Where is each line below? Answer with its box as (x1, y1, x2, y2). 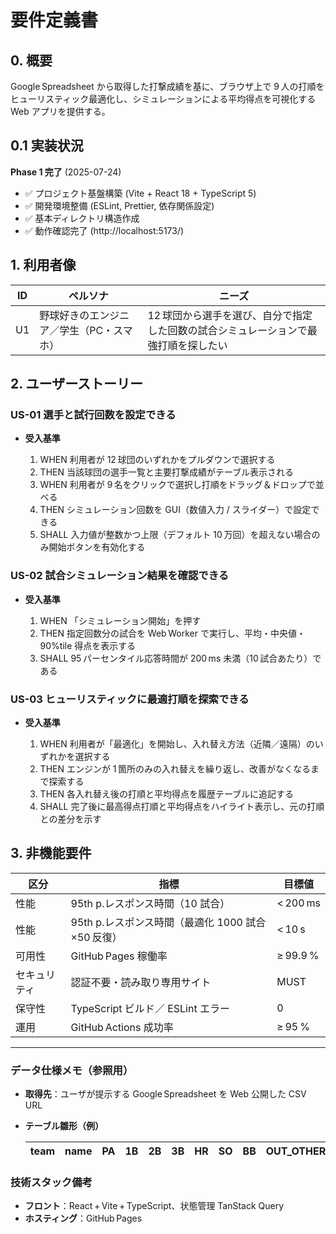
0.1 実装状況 (10, 137, 84, 155)
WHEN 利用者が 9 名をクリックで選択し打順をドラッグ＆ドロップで (39, 479, 316, 491)
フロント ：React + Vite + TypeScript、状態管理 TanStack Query (24, 1200, 285, 1212)
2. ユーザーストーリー (10, 376, 144, 393)
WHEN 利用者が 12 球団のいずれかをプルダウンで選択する (39, 454, 276, 466)
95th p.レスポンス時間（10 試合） (70, 896, 231, 910)
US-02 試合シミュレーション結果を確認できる (10, 569, 230, 583)
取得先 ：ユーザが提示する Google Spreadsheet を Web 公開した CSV (24, 1088, 307, 1100)
